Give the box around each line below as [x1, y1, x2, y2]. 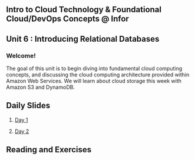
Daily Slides [6, 101, 51, 111]
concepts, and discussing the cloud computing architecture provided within [6, 71, 190, 78]
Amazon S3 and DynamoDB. [6, 84, 75, 91]
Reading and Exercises [6, 145, 92, 155]
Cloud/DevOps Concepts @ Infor [6, 14, 130, 24]
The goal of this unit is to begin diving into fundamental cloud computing [6, 65, 183, 72]
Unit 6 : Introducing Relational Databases [6, 34, 160, 44]
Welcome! [6, 51, 37, 59]
